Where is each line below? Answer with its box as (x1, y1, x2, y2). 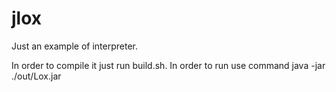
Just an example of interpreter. (11, 40, 139, 52)
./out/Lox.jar (11, 70, 62, 82)
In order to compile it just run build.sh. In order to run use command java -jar (11, 59, 326, 71)
